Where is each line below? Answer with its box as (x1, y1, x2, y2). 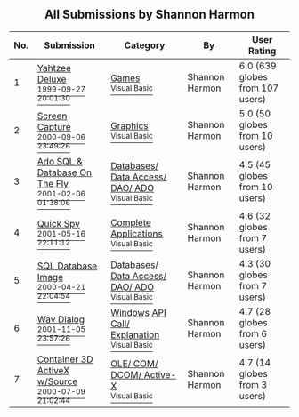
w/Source (36, 375, 78, 388)
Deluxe (36, 73, 67, 85)
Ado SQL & (36, 155, 83, 167)
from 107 (238, 82, 279, 94)
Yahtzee (36, 61, 71, 74)
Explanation (110, 328, 160, 341)
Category (124, 39, 166, 52)
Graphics (110, 119, 149, 132)
